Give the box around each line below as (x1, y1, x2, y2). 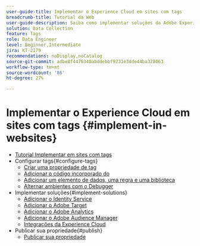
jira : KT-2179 (6, 48, 42, 54)
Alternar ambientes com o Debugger (23, 183, 114, 190)
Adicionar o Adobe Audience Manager (23, 214, 118, 222)
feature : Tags (6, 31, 42, 37)
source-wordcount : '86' (6, 70, 65, 76)
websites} (6, 132, 58, 145)
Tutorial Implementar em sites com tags (14, 151, 112, 158)
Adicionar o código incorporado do (23, 170, 110, 178)
